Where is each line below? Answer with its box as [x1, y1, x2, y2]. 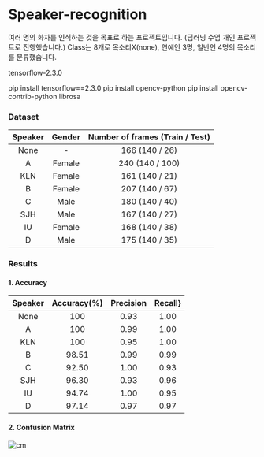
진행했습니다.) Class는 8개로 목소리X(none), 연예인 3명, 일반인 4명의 [22, 42, 236, 52]
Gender [51, 132, 81, 143]
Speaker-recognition [8, 6, 147, 24]
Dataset [8, 111, 39, 122]
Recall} [154, 298, 181, 309]
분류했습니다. [16, 52, 58, 61]
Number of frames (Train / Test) [87, 132, 210, 143]
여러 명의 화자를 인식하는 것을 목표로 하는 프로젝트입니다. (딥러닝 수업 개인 [8, 32, 236, 42]
